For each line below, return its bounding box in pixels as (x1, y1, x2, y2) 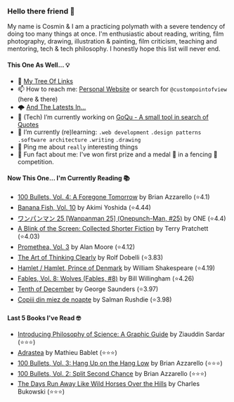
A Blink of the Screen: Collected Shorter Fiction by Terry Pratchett (17, 224, 209, 232)
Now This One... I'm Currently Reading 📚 (7, 174, 130, 182)
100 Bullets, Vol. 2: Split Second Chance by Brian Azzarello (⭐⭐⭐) (17, 369, 207, 377)
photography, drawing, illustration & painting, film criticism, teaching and (7, 37, 217, 46)
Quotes (17, 120, 39, 128)
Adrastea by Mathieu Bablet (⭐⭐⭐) (17, 348, 117, 356)
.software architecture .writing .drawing (17, 136, 141, 143)
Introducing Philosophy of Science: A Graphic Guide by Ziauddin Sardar (17, 330, 225, 338)
